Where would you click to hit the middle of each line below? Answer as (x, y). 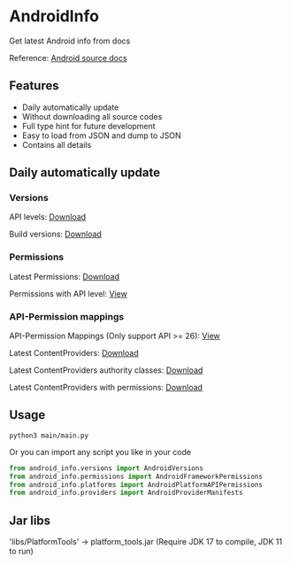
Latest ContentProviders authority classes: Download (106, 370)
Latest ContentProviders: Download (74, 353)
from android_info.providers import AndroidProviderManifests (126, 493)
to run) (21, 552)
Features (34, 86)
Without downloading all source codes (92, 116)
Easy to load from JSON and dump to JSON (101, 135)
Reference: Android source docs (68, 58)
